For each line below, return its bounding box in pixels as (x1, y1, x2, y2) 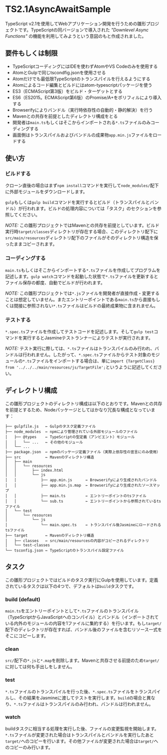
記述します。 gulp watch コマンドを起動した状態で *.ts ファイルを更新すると (5, 273, 159, 279)
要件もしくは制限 (5, 49, 58, 58)
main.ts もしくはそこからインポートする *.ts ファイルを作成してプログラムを (5, 267, 161, 273)
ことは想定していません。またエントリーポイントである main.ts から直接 (5, 296, 152, 302)
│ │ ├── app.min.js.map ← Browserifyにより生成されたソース (5, 483, 153, 488)
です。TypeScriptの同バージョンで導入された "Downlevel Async (18, 26, 149, 33)
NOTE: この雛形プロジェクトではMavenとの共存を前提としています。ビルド (5, 222, 160, 228)
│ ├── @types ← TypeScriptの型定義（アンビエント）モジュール (5, 434, 135, 439)
